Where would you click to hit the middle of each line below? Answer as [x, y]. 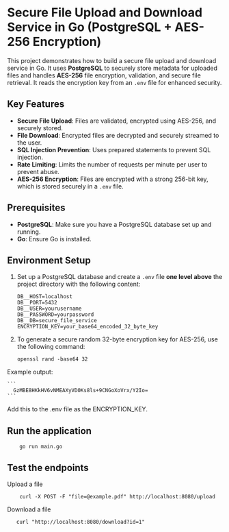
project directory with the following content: [79, 284]
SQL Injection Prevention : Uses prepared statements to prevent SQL [114, 149]
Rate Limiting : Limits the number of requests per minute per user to [112, 164]
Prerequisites [36, 208]
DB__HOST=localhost [45, 297]
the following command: [51, 347]
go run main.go [41, 447]
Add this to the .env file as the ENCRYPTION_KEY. [78, 409]
